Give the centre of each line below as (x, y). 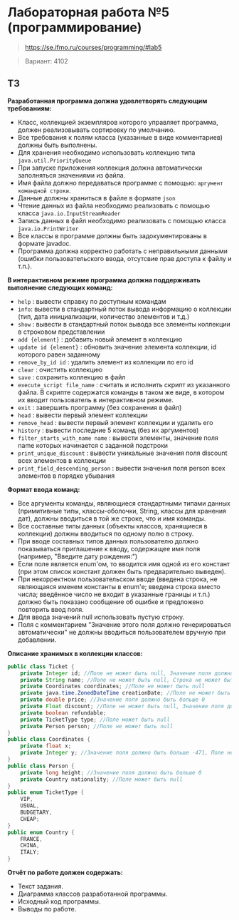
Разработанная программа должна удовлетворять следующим (107, 101)
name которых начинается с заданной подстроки (93, 445)
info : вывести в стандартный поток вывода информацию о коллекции (124, 309)
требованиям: (30, 108)
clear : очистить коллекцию (60, 369)
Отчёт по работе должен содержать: (65, 872)
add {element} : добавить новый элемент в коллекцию (100, 339)
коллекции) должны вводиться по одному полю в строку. (106, 533)
